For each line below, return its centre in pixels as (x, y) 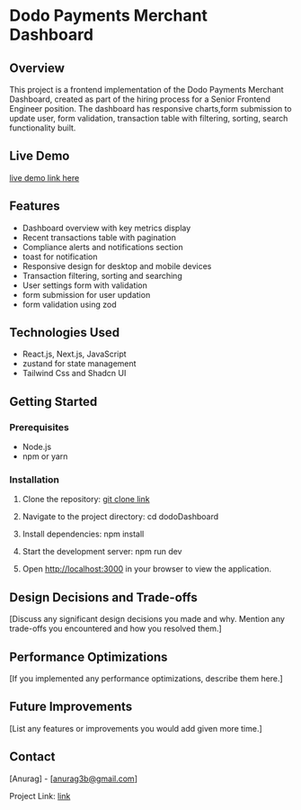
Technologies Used (64, 333)
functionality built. (43, 128)
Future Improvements (71, 707)
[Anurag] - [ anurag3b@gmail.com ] (73, 778)
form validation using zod (69, 304)
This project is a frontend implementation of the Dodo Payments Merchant (147, 90)
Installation (35, 480)
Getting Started (53, 401)
